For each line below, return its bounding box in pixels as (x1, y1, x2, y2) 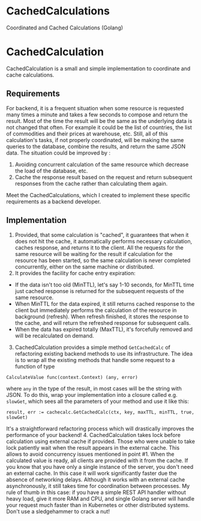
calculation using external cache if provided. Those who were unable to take (6, 438, 195, 445)
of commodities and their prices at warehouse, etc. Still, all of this (6, 130, 168, 137)
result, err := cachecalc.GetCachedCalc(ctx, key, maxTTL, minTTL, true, (6, 409, 195, 415)
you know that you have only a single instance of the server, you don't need (6, 463, 194, 470)
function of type (14, 363, 55, 370)
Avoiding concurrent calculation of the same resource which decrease (14, 161, 189, 168)
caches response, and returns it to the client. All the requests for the (14, 244, 184, 251)
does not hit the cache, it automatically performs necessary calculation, (14, 237, 193, 245)
